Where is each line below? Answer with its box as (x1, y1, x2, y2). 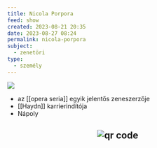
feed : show (7, 17, 39, 24)
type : (7, 56, 23, 63)
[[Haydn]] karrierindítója (17, 102, 88, 110)
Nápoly (17, 109, 39, 117)
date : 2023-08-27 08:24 (7, 29, 77, 37)
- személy (13, 62, 42, 69)
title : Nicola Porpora (7, 10, 74, 17)
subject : (7, 43, 33, 50)
